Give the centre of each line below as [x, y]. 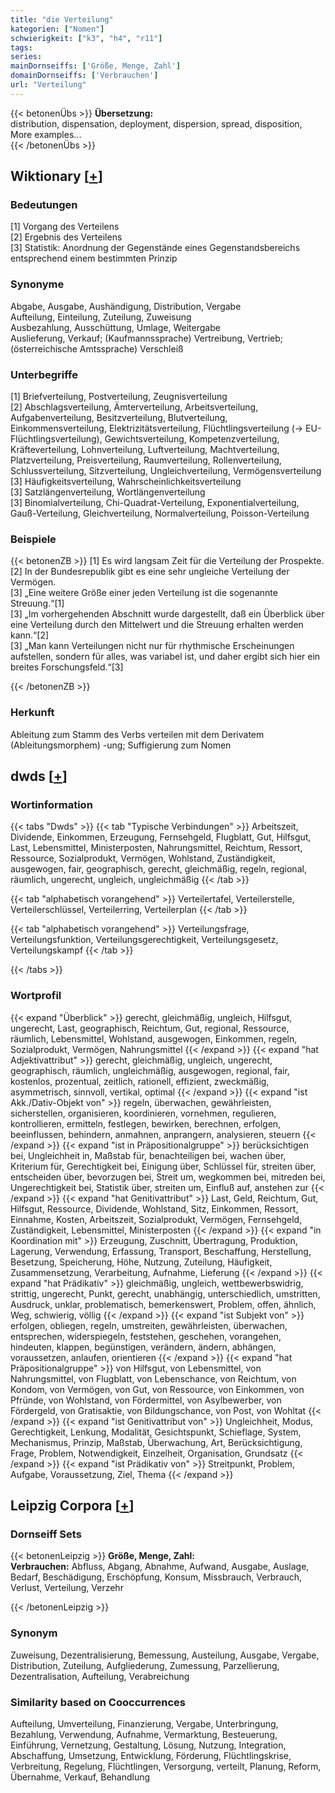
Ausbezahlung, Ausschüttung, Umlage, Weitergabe [115, 327]
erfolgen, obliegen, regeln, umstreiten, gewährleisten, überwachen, [149, 1325]
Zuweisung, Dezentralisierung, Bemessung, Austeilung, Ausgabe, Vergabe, [165, 1655]
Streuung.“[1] [37, 603]
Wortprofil [36, 996]
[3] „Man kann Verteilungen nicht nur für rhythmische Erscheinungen [152, 646]
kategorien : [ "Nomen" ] [57, 29]
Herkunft [32, 713]
